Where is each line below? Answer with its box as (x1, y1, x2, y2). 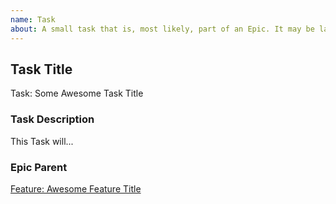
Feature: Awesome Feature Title (10, 182, 142, 195)
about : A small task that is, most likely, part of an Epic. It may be (10, 24, 315, 34)
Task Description (10, 112, 95, 126)
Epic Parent (10, 160, 68, 174)
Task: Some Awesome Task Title (10, 87, 144, 100)
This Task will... (10, 135, 74, 147)
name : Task (10, 14, 56, 25)
